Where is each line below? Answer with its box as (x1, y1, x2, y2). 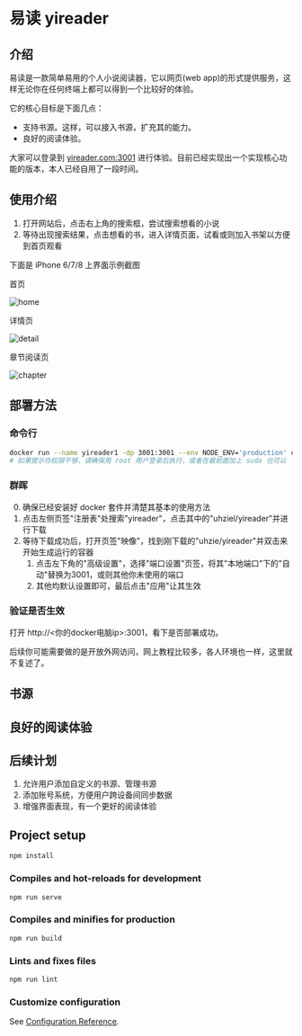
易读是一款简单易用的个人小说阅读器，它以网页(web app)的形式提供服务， (9, 73, 284, 83)
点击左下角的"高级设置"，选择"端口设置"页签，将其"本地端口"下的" (35, 558, 283, 568)
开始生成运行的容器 (22, 546, 94, 558)
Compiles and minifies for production (9, 914, 175, 926)
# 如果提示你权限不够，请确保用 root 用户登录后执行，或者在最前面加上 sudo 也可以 (9, 456, 287, 466)
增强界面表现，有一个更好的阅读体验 (22, 801, 157, 812)
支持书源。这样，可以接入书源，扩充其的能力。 (22, 122, 196, 132)
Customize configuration (9, 996, 121, 1008)
